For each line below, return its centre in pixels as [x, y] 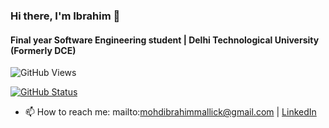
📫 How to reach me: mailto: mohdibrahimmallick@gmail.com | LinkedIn [170, 112]
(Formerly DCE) [43, 50]
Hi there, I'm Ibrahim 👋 [65, 16]
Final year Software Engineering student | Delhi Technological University [165, 40]
